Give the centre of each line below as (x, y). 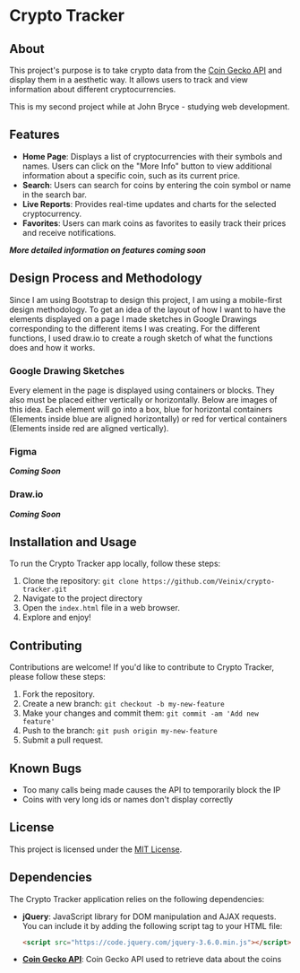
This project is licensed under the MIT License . (96, 849)
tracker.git (44, 590)
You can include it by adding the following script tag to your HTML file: (152, 925)
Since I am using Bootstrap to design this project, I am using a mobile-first (146, 300)
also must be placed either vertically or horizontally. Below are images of (143, 399)
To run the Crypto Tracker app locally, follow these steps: (115, 564)
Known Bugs (46, 768)
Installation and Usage (73, 542)
